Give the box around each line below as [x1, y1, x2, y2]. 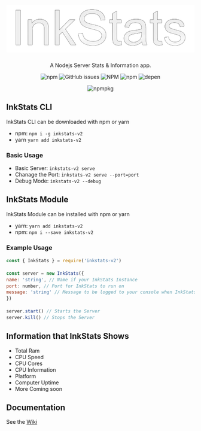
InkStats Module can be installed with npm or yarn [6, 210, 130, 217]
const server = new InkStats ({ [6, 270, 84, 277]
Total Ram [14, 347, 40, 354]
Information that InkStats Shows [6, 331, 129, 341]
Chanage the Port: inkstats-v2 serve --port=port [14, 171, 139, 178]
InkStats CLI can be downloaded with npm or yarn [6, 118, 130, 125]
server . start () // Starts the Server [6, 308, 100, 314]
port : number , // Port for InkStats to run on [6, 283, 124, 289]
